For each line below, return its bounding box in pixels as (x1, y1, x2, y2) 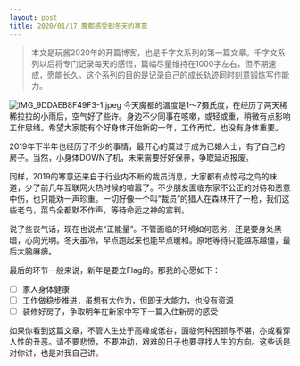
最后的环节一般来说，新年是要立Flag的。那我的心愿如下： (9, 264, 221, 275)
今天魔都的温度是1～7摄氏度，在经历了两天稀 (123, 99, 288, 110)
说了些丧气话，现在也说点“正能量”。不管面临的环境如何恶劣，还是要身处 (9, 223, 275, 234)
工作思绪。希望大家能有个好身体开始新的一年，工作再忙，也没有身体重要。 (9, 121, 283, 132)
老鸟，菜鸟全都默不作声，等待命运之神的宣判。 (16, 204, 189, 215)
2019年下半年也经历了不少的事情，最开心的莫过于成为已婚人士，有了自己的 (9, 140, 286, 152)
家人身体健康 (21, 283, 70, 295)
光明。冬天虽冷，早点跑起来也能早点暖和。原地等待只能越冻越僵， (39, 234, 283, 245)
